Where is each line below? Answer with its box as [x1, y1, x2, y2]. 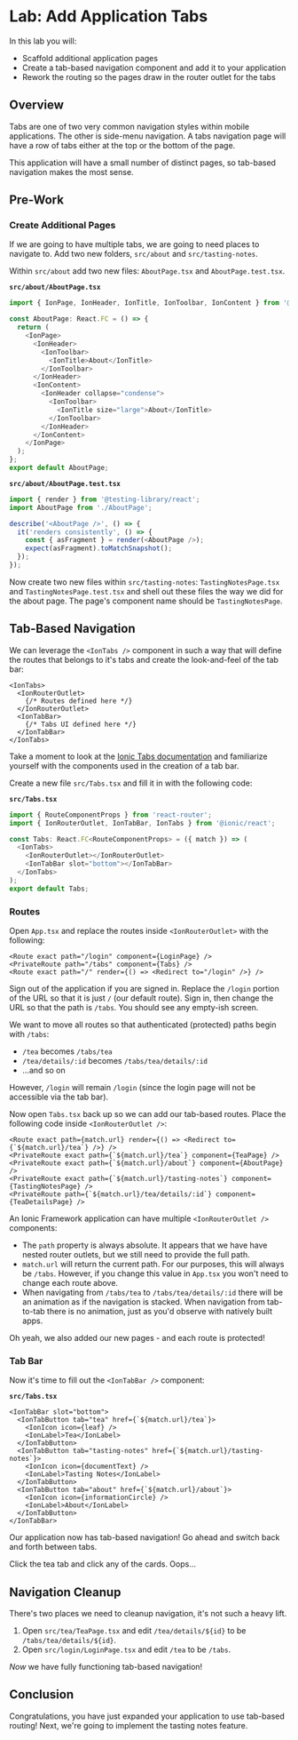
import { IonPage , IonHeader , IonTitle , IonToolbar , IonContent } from [9, 299, 279, 307]
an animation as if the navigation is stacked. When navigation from [21, 1296, 266, 1307]
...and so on [21, 1065, 66, 1075]
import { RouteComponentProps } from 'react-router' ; [9, 810, 213, 819]
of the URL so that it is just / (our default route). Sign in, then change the [9, 993, 274, 1003]
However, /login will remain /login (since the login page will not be [9, 1082, 255, 1092]
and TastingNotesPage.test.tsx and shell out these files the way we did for [9, 586, 284, 596]
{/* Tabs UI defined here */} [25, 720, 137, 729]
